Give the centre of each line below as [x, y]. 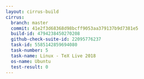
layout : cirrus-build [32, 12]
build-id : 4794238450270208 [46, 34]
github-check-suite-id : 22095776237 [56, 39]
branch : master [30, 23]
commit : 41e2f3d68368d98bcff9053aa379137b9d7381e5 [75, 28]
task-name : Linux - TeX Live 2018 [53, 56]
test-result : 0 [30, 67]
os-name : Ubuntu [31, 61]
